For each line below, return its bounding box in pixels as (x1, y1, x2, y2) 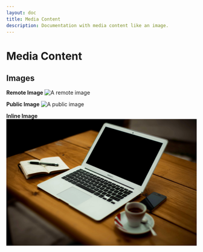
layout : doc (6, 10, 36, 16)
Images (6, 73, 35, 83)
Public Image (6, 101, 40, 108)
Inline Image (6, 112, 38, 120)
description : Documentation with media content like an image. (6, 22, 169, 28)
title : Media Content (6, 16, 61, 22)
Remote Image (6, 89, 43, 96)
